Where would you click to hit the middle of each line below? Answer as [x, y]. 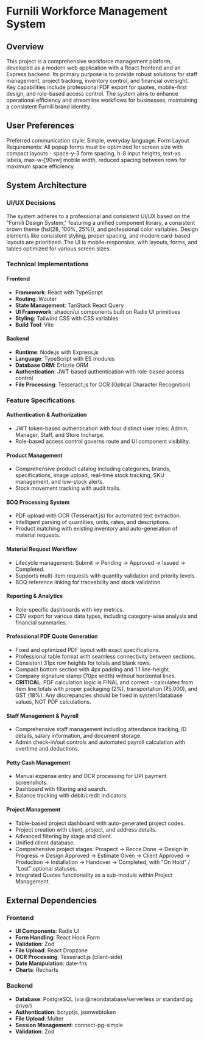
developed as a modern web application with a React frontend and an [93, 68]
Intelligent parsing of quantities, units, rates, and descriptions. [93, 522]
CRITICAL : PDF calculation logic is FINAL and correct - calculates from [104, 682]
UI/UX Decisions [31, 203]
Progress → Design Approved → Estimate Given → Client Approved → [103, 855]
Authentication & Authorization [47, 415]
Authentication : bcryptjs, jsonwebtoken [65, 1012]
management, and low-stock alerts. [60, 482]
